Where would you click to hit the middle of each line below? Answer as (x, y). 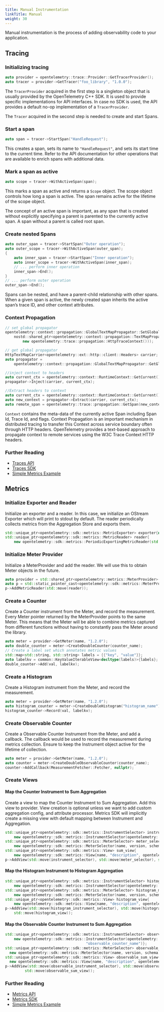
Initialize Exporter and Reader (41, 503)
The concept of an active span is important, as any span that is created (77, 211)
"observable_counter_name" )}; (116, 943)
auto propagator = (24, 359)
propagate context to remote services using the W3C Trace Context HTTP (80, 434)
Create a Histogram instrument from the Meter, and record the (68, 687)
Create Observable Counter (39, 723)
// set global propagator (31, 328)
